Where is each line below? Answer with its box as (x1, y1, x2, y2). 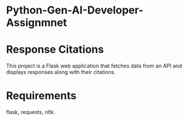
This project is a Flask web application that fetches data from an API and (6, 62, 182, 69)
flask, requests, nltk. (6, 109, 56, 116)
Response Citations (6, 43, 104, 56)
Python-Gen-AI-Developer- (6, 4, 143, 17)
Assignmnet (6, 16, 67, 29)
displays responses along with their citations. (6, 69, 116, 76)
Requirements (6, 89, 77, 103)
